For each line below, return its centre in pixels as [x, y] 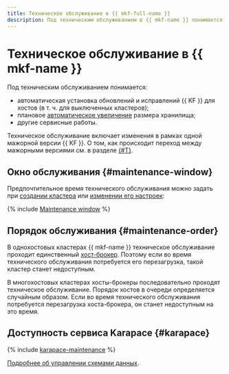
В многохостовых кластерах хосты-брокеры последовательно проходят [114, 283]
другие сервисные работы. [57, 122]
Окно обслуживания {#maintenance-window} [110, 172]
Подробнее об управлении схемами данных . [73, 363]
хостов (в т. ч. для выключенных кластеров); [83, 108]
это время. [23, 312]
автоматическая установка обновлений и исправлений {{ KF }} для [116, 101]
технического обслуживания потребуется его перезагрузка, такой [105, 262]
